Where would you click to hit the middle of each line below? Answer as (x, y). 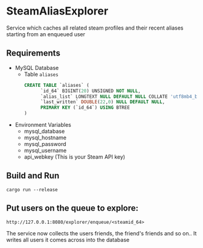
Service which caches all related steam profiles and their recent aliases (95, 28)
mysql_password (45, 144)
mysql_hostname (45, 138)
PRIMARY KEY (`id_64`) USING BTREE (85, 108)
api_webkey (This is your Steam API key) (75, 157)
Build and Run (33, 176)
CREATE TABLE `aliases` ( (56, 85)
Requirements (33, 53)
